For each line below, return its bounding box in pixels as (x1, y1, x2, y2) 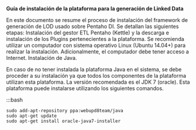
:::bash (6, 96, 23, 103)
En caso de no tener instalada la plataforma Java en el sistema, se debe (6, 66, 182, 73)
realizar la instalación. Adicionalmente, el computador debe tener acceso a (6, 48, 189, 55)
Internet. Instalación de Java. (6, 55, 77, 61)
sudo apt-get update (6, 113, 58, 119)
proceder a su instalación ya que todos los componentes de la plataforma (6, 72, 186, 79)
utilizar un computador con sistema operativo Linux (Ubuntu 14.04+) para (6, 42, 186, 49)
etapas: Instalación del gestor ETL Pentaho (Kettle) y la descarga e (6, 29, 169, 36)
